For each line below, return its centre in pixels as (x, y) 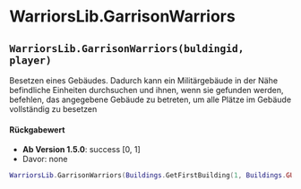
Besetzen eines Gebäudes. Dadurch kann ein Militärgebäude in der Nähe (144, 81)
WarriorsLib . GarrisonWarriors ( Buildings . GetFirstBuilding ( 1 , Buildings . (148, 176)
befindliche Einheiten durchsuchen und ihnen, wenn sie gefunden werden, (146, 90)
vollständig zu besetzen (53, 109)
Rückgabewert (37, 129)
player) (30, 60)
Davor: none (45, 159)
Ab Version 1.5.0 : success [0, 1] (81, 150)
